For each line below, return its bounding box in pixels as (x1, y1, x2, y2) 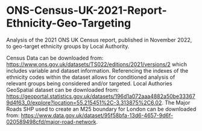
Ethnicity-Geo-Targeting (6, 16, 131, 30)
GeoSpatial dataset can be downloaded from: (6, 86, 119, 93)
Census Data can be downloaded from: (6, 54, 104, 61)
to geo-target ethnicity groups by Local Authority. (6, 43, 130, 50)
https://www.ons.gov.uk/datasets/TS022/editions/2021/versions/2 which (6, 61, 187, 68)
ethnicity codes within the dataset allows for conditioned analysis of (6, 73, 175, 81)
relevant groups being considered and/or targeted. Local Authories (6, 79, 172, 87)
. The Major (162, 99, 191, 106)
